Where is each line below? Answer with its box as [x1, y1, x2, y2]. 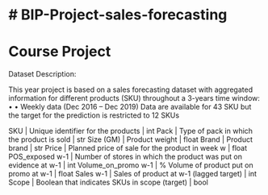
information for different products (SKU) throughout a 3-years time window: [8, 93, 261, 103]
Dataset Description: [8, 69, 77, 79]
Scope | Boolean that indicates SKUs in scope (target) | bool [8, 177, 208, 187]
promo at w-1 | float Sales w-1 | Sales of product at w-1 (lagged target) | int [8, 169, 257, 179]
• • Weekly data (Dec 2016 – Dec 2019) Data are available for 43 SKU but [8, 102, 252, 112]
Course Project [8, 43, 111, 61]
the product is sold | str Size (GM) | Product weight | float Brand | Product [8, 135, 253, 144]
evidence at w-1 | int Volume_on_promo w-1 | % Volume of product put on [8, 160, 253, 170]
